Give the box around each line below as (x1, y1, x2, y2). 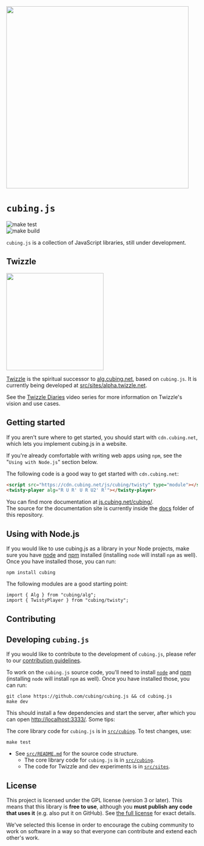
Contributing (6, 613, 56, 624)
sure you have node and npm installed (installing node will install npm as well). (6, 551, 197, 559)
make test (6, 739, 32, 746)
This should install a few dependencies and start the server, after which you (6, 709, 196, 717)
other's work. (6, 834, 40, 842)
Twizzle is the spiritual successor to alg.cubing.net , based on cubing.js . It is (6, 375, 197, 382)
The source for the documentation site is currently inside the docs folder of (6, 505, 194, 512)
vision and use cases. (6, 400, 61, 407)
